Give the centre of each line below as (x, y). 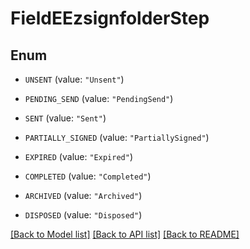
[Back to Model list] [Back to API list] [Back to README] (125, 234)
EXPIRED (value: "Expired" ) (78, 156)
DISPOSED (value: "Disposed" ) (83, 215)
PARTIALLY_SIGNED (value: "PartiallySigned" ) (117, 137)
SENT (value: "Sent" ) (65, 118)
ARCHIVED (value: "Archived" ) (83, 195)
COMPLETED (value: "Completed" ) (88, 176)
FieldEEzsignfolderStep (110, 18)
